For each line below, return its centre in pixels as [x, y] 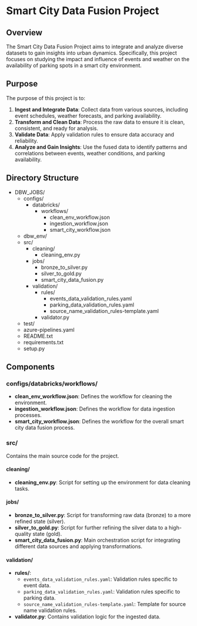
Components [30, 367]
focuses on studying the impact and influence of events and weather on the [98, 59]
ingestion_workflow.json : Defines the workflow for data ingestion [95, 409]
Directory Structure [43, 178]
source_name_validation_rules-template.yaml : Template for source [105, 604]
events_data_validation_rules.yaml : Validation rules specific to [100, 579]
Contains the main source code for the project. [63, 456]
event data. [37, 585]
